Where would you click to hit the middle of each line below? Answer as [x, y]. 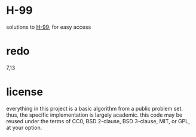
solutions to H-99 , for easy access [49, 27]
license [25, 92]
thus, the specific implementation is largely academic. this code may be [94, 115]
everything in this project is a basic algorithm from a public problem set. [95, 108]
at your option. [24, 127]
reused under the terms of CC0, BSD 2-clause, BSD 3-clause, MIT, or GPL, [98, 121]
